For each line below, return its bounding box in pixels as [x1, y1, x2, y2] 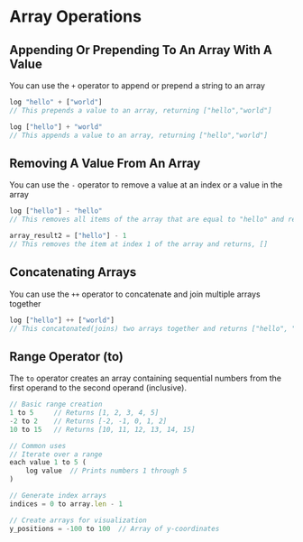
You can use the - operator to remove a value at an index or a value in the [9, 179, 283, 190]
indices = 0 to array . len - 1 [9, 499, 124, 509]
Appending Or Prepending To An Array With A [9, 42, 272, 58]
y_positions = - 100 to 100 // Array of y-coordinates [9, 524, 220, 533]
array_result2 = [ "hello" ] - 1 [9, 232, 127, 241]
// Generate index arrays [9, 491, 106, 501]
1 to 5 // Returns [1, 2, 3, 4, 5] [9, 409, 160, 418]
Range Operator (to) [9, 349, 124, 364]
